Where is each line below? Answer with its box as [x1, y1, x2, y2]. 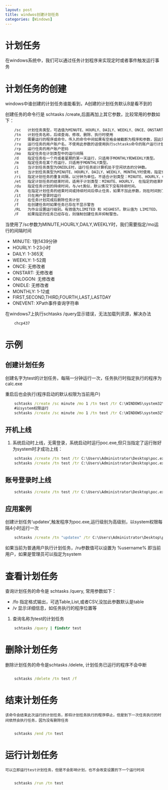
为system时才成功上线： [12, 446, 63, 452]
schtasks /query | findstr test [14, 626, 81, 631]
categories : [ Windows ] [5, 17, 52, 22]
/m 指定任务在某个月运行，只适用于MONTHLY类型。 [14, 160, 110, 166]
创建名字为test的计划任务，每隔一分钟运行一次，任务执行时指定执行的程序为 [5, 375, 162, 381]
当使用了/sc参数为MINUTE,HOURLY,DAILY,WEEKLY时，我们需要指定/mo [5, 221, 154, 227]
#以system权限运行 [14, 406, 49, 411]
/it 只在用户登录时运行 [14, 193, 61, 198]
